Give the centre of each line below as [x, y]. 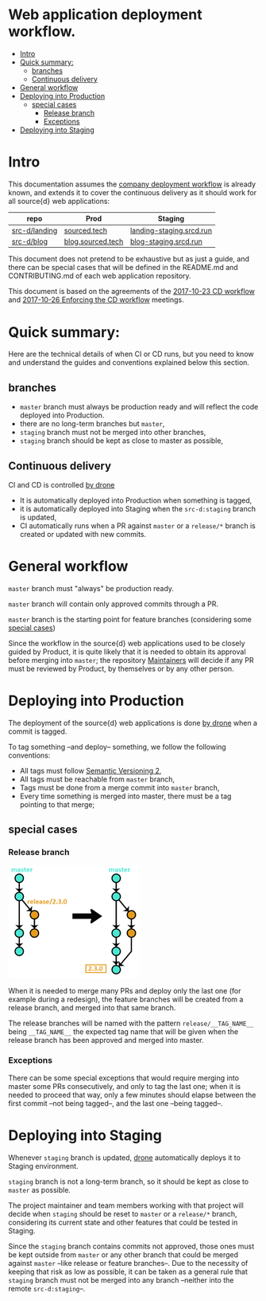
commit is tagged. [38, 731]
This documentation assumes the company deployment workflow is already [132, 184]
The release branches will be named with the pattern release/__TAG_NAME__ [131, 1023]
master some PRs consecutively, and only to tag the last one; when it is [124, 1086]
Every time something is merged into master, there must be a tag [125, 796]
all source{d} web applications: [59, 201]
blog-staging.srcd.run [166, 241]
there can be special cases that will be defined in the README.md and [123, 268]
